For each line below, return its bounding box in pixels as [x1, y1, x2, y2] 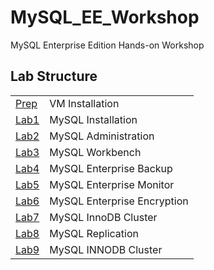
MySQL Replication [49, 226, 139, 240]
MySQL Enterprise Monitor [49, 177, 175, 191]
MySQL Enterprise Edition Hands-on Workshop [10, 39, 205, 51]
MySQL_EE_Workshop [10, 6, 200, 29]
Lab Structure [10, 68, 98, 85]
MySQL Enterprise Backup [49, 161, 173, 175]
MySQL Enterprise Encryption [49, 194, 189, 208]
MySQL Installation [49, 112, 138, 126]
